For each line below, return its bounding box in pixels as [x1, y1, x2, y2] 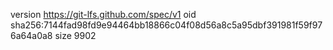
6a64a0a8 [10, 30, 53, 41]
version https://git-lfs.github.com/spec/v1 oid [10, 9, 197, 20]
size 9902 [54, 30, 97, 41]
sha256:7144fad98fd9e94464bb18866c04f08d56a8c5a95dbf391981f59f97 [10, 19, 323, 31]
